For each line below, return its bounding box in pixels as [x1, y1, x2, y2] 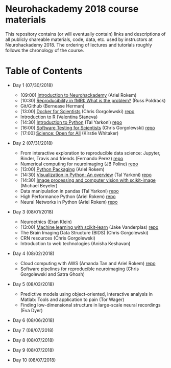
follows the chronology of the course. [5, 47, 84, 53]
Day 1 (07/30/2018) [12, 82, 53, 88]
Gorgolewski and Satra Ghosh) [20, 271, 85, 277]
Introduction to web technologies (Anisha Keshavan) [20, 240, 131, 246]
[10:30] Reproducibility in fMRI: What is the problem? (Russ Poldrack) [20, 97, 166, 103]
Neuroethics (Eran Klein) [20, 219, 72, 225]
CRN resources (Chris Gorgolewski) [20, 235, 96, 241]
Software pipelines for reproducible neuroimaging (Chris [20, 266, 139, 272]
